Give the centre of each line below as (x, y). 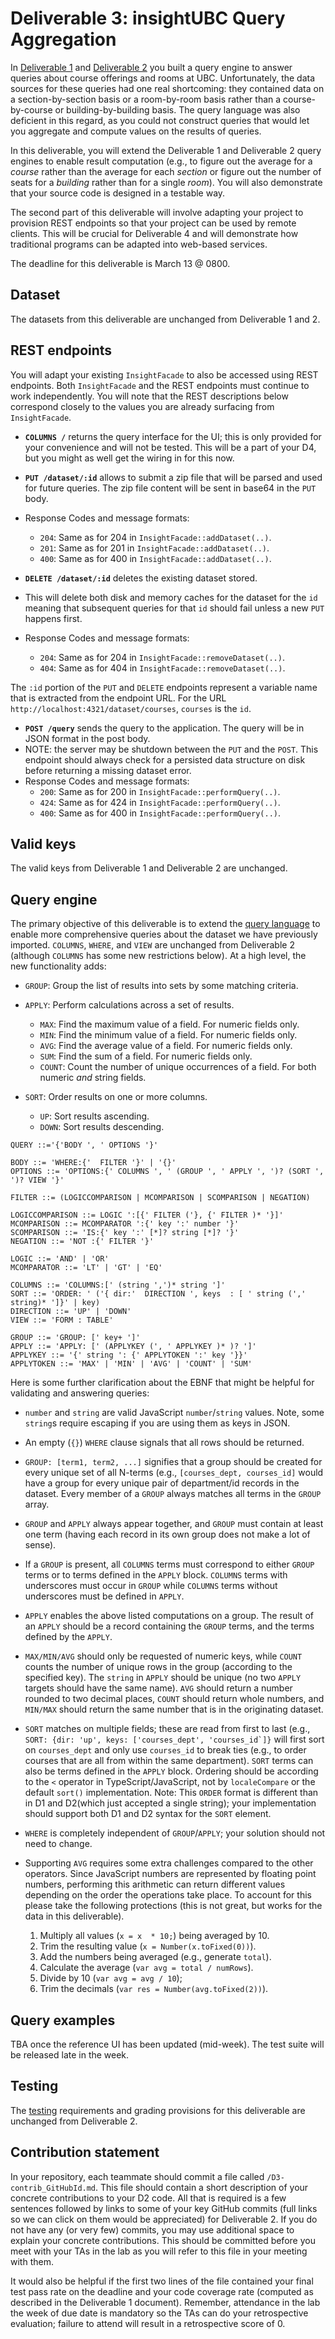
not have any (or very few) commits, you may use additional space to (152, 2229)
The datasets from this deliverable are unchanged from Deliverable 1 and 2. (165, 319)
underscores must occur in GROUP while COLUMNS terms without (151, 1586)
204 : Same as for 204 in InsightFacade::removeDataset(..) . (162, 657)
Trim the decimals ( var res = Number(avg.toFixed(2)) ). (154, 1989)
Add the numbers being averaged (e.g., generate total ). (155, 1957)
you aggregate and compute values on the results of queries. (136, 131)
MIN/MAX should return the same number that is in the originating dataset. (174, 1709)
